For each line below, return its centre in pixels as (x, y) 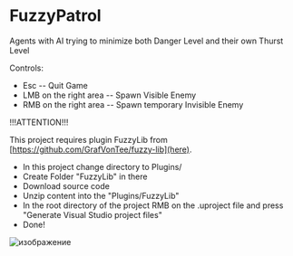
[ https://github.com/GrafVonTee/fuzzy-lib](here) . (101, 149)
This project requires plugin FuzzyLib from (88, 139)
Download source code (66, 185)
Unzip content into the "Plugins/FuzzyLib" (101, 195)
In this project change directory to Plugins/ (102, 166)
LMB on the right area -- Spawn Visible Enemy (109, 95)
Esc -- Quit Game (55, 85)
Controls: (26, 68)
